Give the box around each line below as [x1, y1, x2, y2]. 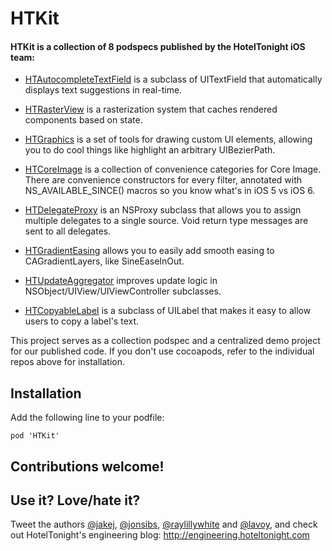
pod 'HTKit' [10, 431, 60, 441]
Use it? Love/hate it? [10, 492, 141, 509]
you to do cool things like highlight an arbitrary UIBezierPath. [24, 144, 276, 156]
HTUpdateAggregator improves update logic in [24, 275, 218, 287]
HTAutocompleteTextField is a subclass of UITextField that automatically [24, 73, 323, 86]
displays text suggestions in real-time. [24, 84, 183, 96]
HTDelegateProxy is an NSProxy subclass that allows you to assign [24, 204, 302, 216]
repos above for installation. [10, 356, 125, 368]
